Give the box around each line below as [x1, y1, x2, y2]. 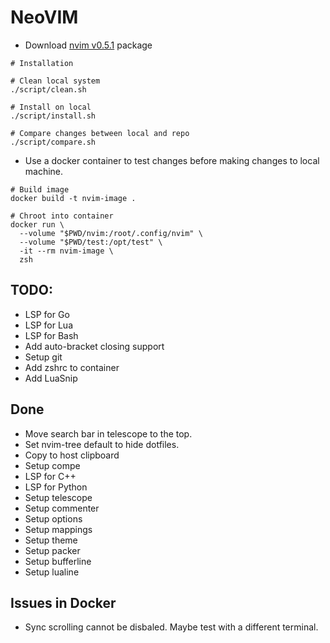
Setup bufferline [24, 555, 92, 567]
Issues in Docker [10, 594, 117, 611]
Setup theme [24, 534, 78, 546]
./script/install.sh [10, 111, 97, 121]
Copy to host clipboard [24, 449, 120, 461]
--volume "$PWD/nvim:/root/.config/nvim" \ [19, 228, 203, 238]
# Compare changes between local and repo [10, 128, 190, 138]
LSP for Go [24, 308, 70, 320]
